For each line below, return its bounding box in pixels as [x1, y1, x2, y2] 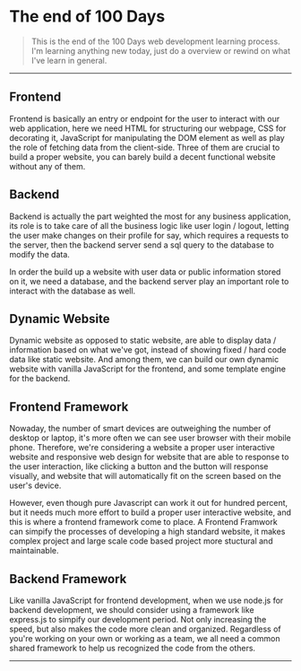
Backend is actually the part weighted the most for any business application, [9, 211, 291, 222]
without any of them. [9, 161, 86, 171]
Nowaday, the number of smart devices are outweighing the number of [9, 423, 271, 434]
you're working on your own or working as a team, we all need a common [9, 633, 280, 643]
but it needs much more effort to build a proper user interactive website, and [9, 507, 292, 518]
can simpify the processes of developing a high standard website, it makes [9, 527, 286, 537]
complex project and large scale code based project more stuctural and [9, 536, 273, 546]
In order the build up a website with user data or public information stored [9, 266, 281, 277]
